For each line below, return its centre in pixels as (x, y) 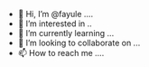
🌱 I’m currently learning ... (66, 33)
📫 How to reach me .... (61, 53)
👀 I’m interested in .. (55, 24)
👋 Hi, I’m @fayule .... (55, 14)
